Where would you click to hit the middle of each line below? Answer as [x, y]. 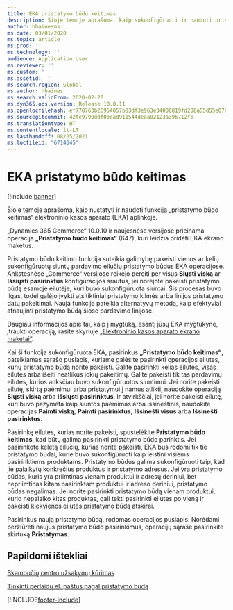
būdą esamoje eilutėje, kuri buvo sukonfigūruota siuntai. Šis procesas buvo [114, 288]
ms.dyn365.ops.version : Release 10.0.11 [67, 104]
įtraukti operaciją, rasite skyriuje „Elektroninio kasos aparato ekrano [103, 331]
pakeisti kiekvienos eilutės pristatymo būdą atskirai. [81, 506]
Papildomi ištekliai [48, 556]
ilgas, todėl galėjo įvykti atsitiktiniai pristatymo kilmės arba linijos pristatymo [115, 296]
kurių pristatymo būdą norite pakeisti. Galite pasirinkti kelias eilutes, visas [112, 367]
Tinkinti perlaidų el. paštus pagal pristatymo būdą [78, 586]
